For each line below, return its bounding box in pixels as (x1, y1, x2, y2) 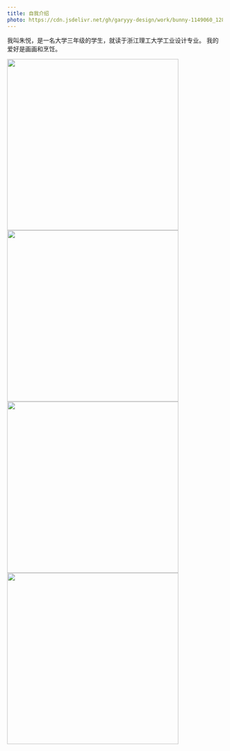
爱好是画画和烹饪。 (7, 45, 62, 53)
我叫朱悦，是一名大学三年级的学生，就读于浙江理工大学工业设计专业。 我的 (7, 36, 219, 45)
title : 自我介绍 (7, 10, 49, 17)
